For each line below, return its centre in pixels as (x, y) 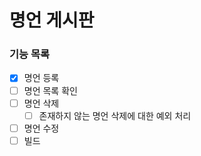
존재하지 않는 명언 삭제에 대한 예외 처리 (115, 115)
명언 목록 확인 (50, 90)
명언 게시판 (52, 20)
